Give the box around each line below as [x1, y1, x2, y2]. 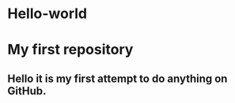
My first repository [7, 41, 134, 59]
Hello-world [7, 5, 88, 23]
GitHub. [7, 84, 47, 97]
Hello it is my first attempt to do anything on [7, 72, 228, 85]
